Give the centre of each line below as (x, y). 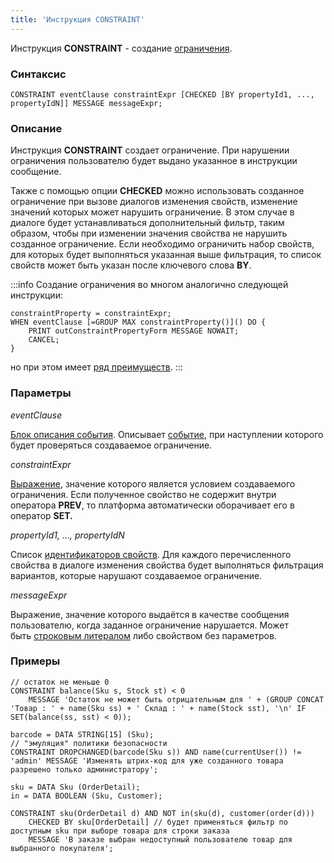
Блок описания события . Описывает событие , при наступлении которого (167, 434)
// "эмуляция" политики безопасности (89, 743)
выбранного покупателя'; (62, 848)
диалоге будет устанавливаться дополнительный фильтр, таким (147, 223)
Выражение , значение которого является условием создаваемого (153, 483)
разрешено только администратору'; (84, 769)
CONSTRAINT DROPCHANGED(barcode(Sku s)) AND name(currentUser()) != (156, 752)
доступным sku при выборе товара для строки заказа (120, 831)
